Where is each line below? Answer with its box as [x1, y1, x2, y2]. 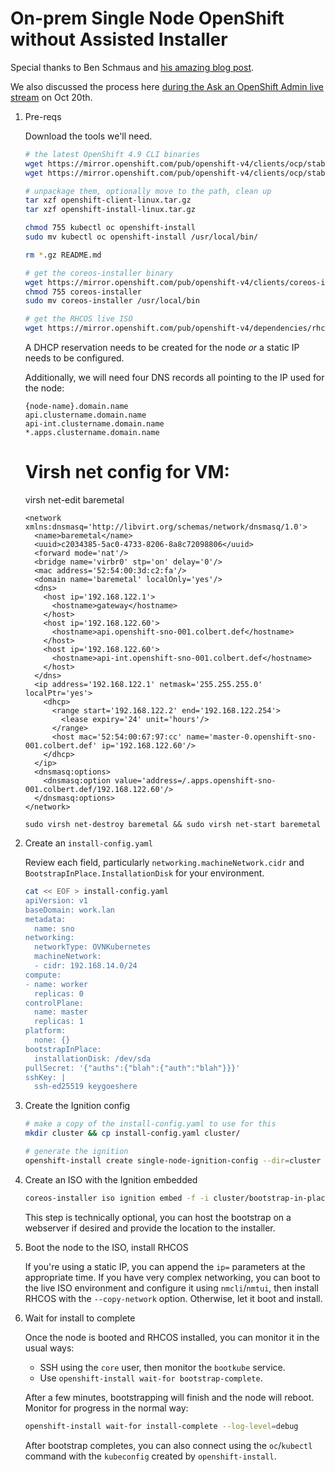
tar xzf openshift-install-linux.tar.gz [24, 205, 196, 215]
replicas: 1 [34, 1017, 84, 1027]
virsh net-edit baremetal [24, 494, 125, 506]
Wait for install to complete [24, 1312, 136, 1324]
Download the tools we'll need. [24, 130, 153, 142]
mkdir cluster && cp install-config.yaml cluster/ [24, 1128, 241, 1139]
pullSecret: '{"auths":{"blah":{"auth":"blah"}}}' [24, 1063, 241, 1073]
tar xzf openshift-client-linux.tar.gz [24, 195, 192, 206]
